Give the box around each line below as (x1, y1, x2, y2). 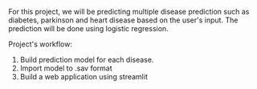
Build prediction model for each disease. (19, 55, 154, 64)
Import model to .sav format (19, 63, 112, 73)
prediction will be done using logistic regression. (8, 24, 169, 33)
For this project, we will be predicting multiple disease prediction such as (8, 7, 250, 16)
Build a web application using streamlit (19, 72, 149, 81)
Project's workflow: (8, 39, 73, 49)
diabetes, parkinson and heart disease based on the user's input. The (8, 15, 239, 25)
